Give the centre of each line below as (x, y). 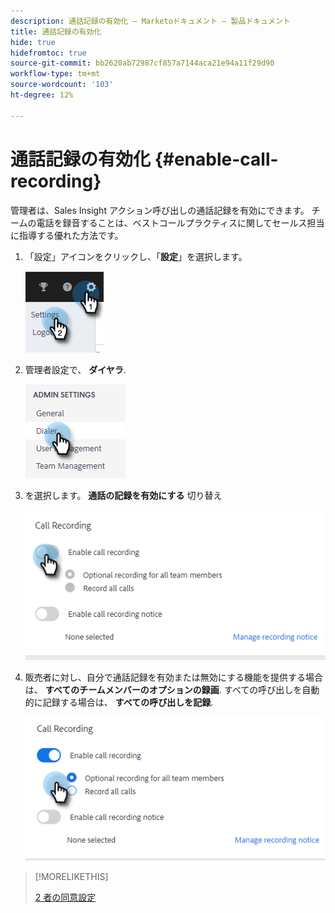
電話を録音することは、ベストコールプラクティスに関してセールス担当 (180, 222)
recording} (56, 181)
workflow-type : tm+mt (55, 74)
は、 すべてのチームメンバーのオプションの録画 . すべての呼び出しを (163, 689)
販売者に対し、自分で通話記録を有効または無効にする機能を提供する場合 (173, 677)
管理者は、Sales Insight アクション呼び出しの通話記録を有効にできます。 (160, 210)
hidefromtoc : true (48, 53)
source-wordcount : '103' (62, 85)
